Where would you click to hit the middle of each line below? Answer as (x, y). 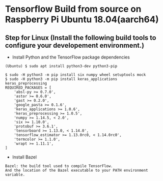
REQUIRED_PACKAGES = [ (28, 88)
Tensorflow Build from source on (73, 9)
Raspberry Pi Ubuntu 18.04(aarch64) (82, 19)
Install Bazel (24, 157)
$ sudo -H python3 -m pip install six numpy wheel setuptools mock (76, 75)
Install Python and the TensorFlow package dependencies (71, 57)
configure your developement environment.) (75, 45)
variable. (15, 175)
